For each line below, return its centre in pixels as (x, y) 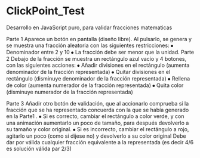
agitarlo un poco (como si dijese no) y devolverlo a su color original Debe (96, 136)
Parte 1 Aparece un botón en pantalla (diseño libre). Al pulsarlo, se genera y (99, 39)
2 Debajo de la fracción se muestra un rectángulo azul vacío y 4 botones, (96, 58)
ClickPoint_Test (45, 11)
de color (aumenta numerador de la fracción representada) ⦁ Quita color (95, 85)
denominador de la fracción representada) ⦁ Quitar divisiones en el (88, 72)
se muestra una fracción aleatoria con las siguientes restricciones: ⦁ (90, 45)
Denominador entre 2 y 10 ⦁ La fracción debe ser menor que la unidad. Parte (100, 52)
